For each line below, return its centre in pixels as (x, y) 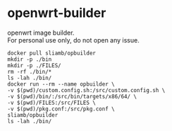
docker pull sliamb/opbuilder (52, 53)
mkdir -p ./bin (30, 59)
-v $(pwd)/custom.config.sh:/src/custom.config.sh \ (86, 90)
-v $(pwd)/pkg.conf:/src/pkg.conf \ (61, 109)
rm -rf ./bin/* (30, 72)
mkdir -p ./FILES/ (34, 65)
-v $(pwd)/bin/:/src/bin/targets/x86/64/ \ (72, 96)
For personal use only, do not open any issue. (73, 40)
